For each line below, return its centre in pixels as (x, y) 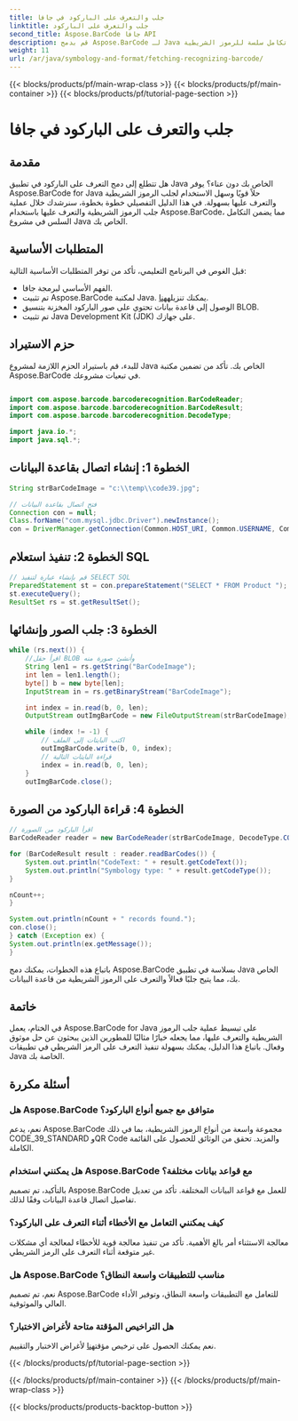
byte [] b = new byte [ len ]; (75, 683)
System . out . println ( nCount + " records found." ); (103, 919)
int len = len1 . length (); (73, 675)
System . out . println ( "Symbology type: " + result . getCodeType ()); (149, 871)
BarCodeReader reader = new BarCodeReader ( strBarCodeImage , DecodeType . (146, 838)
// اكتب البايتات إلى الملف (83, 740)
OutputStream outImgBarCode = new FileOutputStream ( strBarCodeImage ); (158, 716)
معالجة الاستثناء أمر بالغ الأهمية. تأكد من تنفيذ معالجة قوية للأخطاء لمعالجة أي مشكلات (149, 1242)
